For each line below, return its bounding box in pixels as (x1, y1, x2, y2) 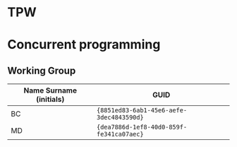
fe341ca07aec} (96, 130, 144, 139)
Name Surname (23, 86, 78, 95)
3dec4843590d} (96, 114, 144, 122)
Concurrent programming (7, 37, 161, 53)
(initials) (36, 95, 65, 105)
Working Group (7, 64, 76, 76)
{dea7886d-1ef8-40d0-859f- (96, 123, 188, 131)
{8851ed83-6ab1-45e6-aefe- (96, 107, 188, 114)
